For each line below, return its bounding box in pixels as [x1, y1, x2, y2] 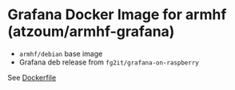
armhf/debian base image [18, 49, 103, 58]
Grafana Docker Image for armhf [7, 6, 227, 24]
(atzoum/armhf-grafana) [7, 22, 175, 41]
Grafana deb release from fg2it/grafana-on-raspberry [18, 57, 199, 67]
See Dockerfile [7, 72, 57, 82]
